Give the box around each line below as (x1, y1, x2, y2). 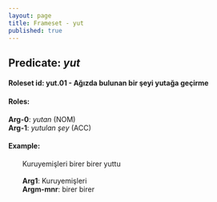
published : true (8, 26, 62, 34)
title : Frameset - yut (8, 19, 84, 27)
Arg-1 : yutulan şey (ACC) (8, 123, 92, 133)
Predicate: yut (8, 56, 81, 69)
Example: (8, 141, 41, 151)
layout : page (8, 11, 52, 20)
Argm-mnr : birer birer (22, 184, 94, 194)
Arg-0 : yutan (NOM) (8, 114, 76, 124)
